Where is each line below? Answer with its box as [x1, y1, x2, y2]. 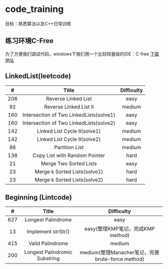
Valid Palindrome [28, 240, 68, 247]
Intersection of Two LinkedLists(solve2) [22, 119, 116, 126]
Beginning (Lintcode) [5, 193, 72, 202]
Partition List [54, 144, 84, 151]
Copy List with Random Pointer [32, 152, 105, 159]
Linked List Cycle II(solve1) [36, 127, 101, 134]
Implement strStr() [26, 228, 70, 235]
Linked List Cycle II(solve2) [36, 136, 101, 143]
